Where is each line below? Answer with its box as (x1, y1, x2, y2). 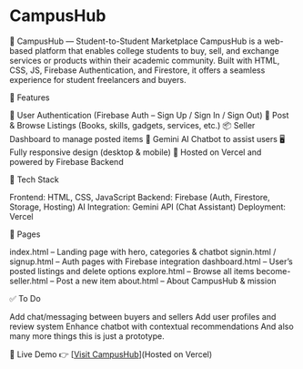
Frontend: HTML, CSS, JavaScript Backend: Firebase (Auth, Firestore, (9, 191, 270, 202)
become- (256, 265, 291, 276)
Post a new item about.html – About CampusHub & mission (56, 275, 277, 286)
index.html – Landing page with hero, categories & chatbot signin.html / (9, 246, 277, 257)
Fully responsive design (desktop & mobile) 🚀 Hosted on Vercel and (9, 147, 262, 158)
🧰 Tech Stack (9, 174, 59, 185)
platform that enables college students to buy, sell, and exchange (35, 45, 279, 56)
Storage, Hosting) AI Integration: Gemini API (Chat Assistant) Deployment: (9, 201, 287, 212)
